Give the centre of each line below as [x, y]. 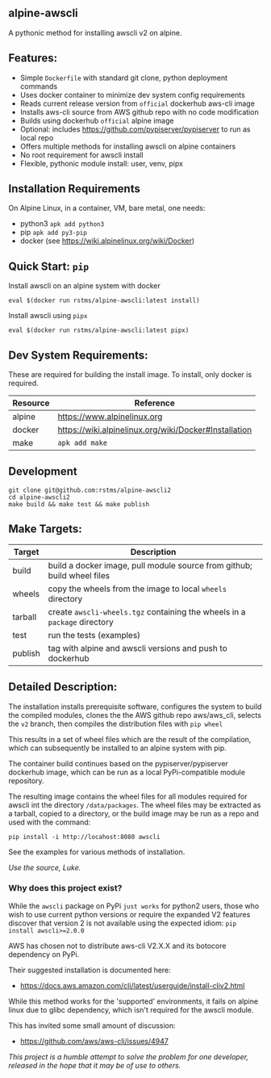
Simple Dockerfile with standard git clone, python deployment [124, 78]
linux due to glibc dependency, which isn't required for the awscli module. [131, 1009]
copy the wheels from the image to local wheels [138, 589]
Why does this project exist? [65, 888]
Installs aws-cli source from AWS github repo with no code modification [140, 111]
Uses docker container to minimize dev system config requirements [133, 94]
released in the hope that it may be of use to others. [95, 1065]
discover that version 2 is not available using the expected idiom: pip [123, 923]
